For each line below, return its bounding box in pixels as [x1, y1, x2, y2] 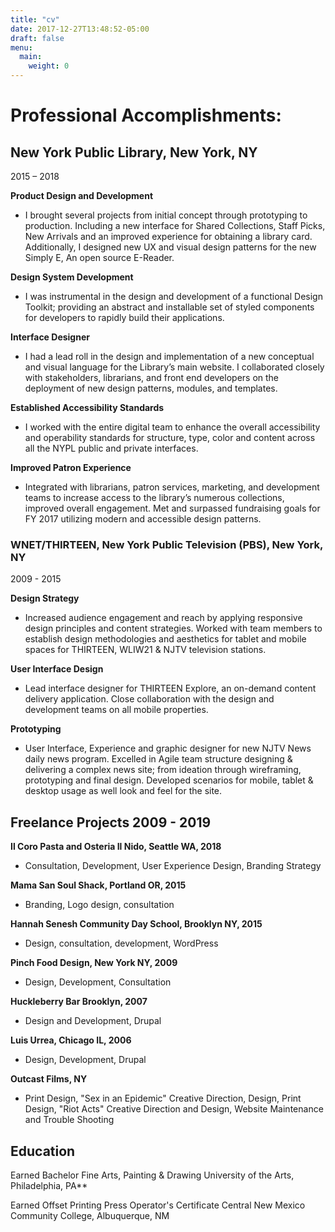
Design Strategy [10, 592, 80, 605]
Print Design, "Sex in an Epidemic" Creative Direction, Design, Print [24, 1092, 302, 1105]
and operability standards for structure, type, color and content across [24, 432, 316, 443]
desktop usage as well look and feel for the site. [24, 785, 223, 797]
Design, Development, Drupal [24, 1054, 147, 1066]
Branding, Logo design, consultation [24, 899, 175, 911]
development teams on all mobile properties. [24, 704, 209, 716]
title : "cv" [10, 14, 60, 25]
